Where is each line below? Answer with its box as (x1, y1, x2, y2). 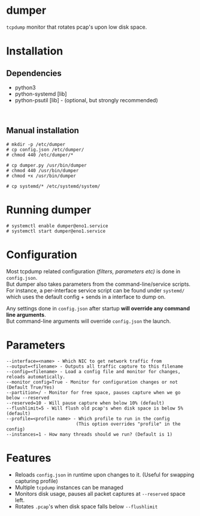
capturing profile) (14, 477, 58, 484)
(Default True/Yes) (6, 384, 55, 390)
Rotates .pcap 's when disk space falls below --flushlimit (14, 503, 158, 510)
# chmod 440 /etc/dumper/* (6, 152, 74, 158)
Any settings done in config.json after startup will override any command (6, 304, 190, 312)
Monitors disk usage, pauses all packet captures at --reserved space (14, 490, 186, 497)
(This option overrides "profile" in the (75, 421, 181, 427)
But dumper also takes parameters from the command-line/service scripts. (6, 280, 190, 288)
